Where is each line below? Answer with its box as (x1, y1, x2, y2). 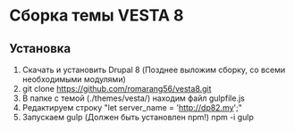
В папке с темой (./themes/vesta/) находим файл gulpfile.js (21, 93, 246, 103)
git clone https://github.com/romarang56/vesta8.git (21, 84, 212, 94)
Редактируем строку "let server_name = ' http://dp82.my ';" (21, 102, 243, 112)
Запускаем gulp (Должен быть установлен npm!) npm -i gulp (21, 112, 255, 122)
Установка (9, 41, 71, 56)
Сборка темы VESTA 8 (9, 5, 185, 26)
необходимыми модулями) (21, 74, 127, 85)
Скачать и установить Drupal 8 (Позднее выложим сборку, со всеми (21, 64, 286, 75)
